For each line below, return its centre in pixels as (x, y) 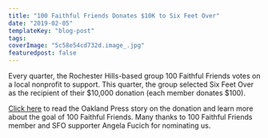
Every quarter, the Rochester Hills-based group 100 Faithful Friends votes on (134, 76)
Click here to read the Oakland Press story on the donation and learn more (131, 108)
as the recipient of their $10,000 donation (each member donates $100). (127, 93)
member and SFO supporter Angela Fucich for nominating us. (110, 126)
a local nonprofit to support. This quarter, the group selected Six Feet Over (131, 84)
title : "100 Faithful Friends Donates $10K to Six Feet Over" (114, 16)
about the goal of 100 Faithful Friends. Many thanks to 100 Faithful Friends (130, 117)
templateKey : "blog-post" (51, 30)
